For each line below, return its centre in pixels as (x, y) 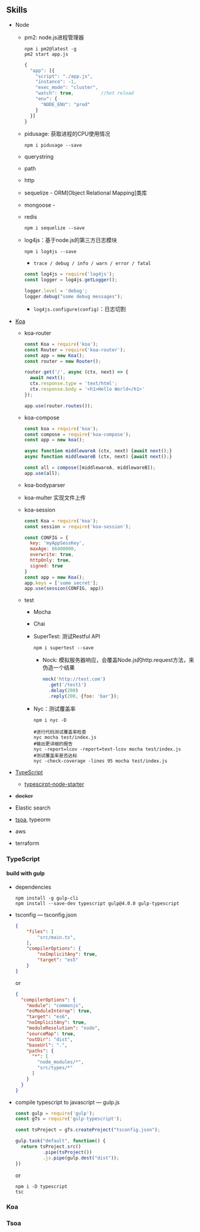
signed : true (46, 566)
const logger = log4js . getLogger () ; (71, 280)
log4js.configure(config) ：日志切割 (80, 309)
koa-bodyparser (45, 485)
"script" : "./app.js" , (64, 76)
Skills (17, 10)
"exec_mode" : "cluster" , (67, 88)
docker (24, 796)
